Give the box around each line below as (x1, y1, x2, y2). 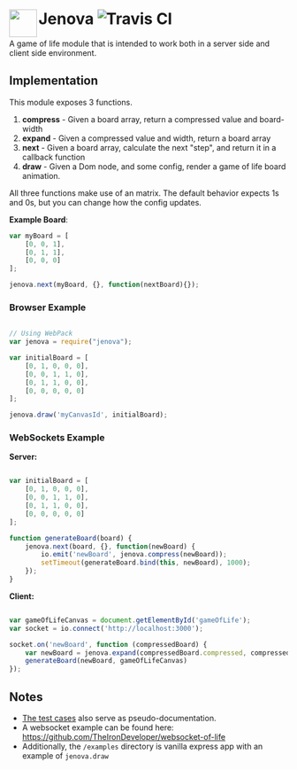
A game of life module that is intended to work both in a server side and (9, 38, 270, 49)
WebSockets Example (9, 432, 105, 444)
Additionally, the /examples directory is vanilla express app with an (21, 741, 263, 752)
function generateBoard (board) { (9, 533, 133, 542)
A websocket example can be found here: (21, 722, 174, 733)
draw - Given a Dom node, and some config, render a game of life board (21, 160, 286, 172)
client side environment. (9, 47, 97, 58)
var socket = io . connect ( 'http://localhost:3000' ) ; (9, 624, 203, 633)
